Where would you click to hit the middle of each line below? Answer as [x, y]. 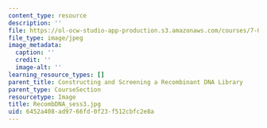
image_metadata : [35, 45]
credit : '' [33, 60]
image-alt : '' [39, 68]
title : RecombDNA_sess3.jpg [55, 104]
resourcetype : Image [43, 97]
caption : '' [35, 52]
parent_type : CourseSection [55, 89]
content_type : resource [48, 16]
